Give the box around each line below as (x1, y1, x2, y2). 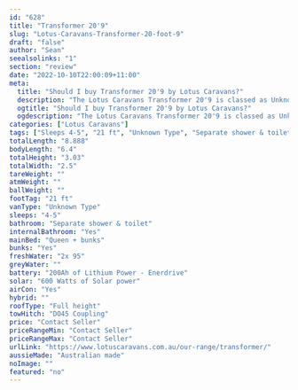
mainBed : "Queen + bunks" (9, 236, 105, 245)
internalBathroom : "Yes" (9, 227, 101, 236)
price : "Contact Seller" (9, 318, 101, 327)
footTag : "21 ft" (9, 194, 74, 204)
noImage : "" (9, 359, 53, 368)
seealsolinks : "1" (9, 54, 77, 63)
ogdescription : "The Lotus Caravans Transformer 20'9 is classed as (17, 112, 276, 121)
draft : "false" (9, 37, 66, 47)
